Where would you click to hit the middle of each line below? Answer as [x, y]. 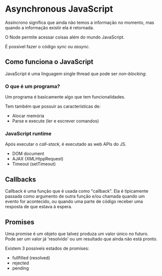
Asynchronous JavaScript [59, 9]
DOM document [28, 154]
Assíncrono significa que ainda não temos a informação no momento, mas [80, 22]
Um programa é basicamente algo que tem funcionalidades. [65, 97]
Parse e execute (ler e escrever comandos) [55, 121]
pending [20, 268]
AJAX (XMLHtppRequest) [38, 159]
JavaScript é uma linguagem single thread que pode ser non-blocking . [76, 74]
